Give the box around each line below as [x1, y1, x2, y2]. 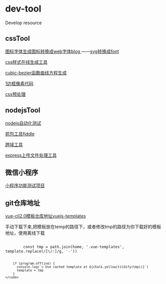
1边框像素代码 [5, 80, 34, 86]
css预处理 [5, 91, 26, 97]
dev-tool [5, 3, 42, 15]
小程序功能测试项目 [5, 182, 45, 189]
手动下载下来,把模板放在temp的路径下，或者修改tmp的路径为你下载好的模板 [5, 224, 161, 230]
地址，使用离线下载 [5, 230, 45, 236]
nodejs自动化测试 [5, 120, 42, 126]
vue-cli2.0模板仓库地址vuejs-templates [5, 213, 86, 219]
